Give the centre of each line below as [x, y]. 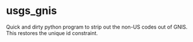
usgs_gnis [32, 11]
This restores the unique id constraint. [52, 33]
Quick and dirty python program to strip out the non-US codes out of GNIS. [97, 27]
